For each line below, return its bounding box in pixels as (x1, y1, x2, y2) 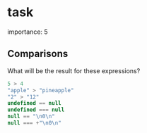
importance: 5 (7, 27, 48, 36)
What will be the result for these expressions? (7, 66, 141, 75)
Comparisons (7, 48, 69, 60)
